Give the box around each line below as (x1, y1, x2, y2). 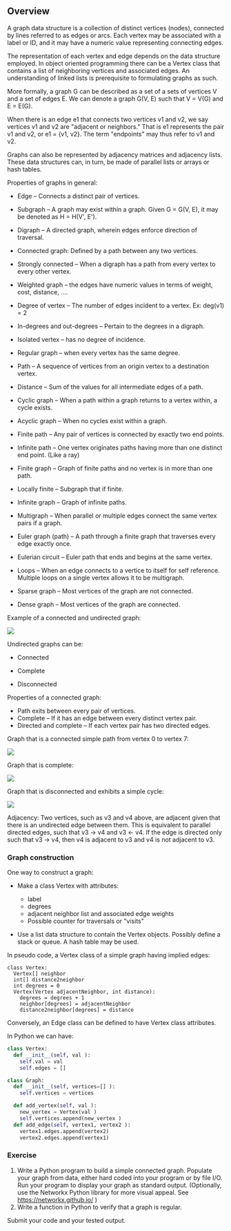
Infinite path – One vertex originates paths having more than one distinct (17, 443, 223, 451)
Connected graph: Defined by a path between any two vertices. (17, 246, 198, 254)
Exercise (7, 1150, 37, 1160)
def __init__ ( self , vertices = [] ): (13, 1084, 116, 1090)
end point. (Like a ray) (17, 451, 80, 459)
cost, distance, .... (17, 287, 68, 296)
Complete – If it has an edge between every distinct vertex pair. (17, 713, 197, 722)
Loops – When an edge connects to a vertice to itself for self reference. (17, 566, 220, 574)
